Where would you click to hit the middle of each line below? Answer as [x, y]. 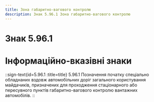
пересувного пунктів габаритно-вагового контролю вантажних [71, 90]
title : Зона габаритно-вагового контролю [48, 10]
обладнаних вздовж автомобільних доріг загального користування [76, 79]
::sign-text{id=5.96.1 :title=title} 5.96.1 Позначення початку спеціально [77, 75]
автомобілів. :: [20, 95]
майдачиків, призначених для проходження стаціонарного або [71, 85]
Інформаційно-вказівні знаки [68, 61]
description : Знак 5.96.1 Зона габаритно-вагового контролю [68, 14]
